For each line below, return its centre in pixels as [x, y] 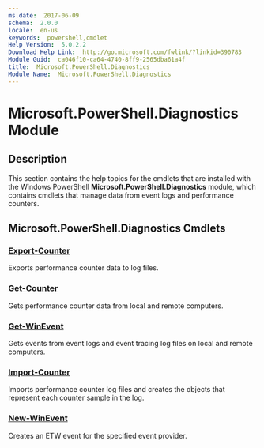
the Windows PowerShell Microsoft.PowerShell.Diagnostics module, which [132, 186]
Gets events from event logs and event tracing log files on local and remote [130, 343]
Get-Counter [33, 288]
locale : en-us [33, 30]
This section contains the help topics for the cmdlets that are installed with [130, 178]
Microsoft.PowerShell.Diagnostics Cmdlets [117, 229]
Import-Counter [39, 372]
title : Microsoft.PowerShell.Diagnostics [79, 67]
